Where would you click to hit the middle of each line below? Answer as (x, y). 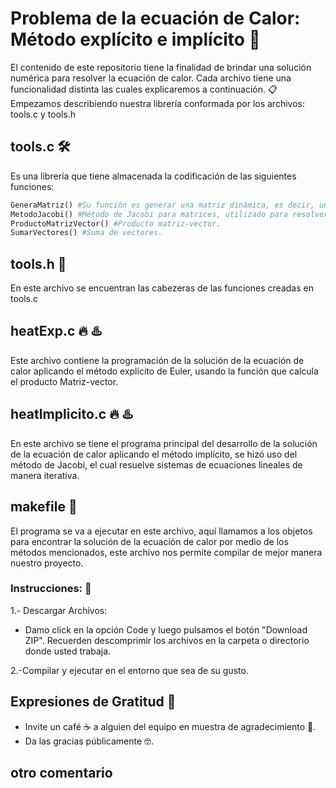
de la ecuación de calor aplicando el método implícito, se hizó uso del (154, 454)
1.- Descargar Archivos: (59, 610)
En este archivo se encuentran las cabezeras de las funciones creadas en (162, 288)
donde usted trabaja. (68, 651)
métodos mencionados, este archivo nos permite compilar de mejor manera (166, 552)
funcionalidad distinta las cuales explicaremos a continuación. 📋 (144, 89)
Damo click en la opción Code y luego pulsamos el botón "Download (166, 629)
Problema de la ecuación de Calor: (155, 18)
